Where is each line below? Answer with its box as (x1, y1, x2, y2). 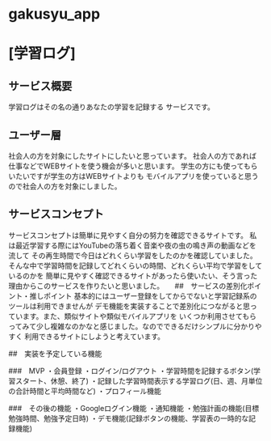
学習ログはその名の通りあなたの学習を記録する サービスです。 (8, 102, 215, 112)
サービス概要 (8, 78, 73, 93)
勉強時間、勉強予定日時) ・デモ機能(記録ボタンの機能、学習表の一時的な (8, 413, 249, 423)
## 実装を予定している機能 (8, 349, 102, 358)
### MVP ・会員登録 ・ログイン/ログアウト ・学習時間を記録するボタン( (8, 366, 254, 375)
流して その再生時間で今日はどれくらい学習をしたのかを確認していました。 (8, 250, 258, 260)
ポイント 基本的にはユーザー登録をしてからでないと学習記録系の (43, 290, 257, 300)
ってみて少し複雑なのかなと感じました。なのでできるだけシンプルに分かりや (8, 321, 262, 331)
